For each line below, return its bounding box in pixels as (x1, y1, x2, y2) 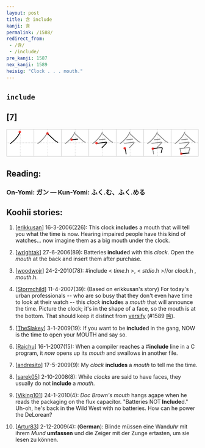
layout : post (6, 10, 40, 16)
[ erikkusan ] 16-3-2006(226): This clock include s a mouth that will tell (15, 224, 190, 231)
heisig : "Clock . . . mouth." (6, 68, 84, 74)
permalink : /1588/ (6, 29, 53, 36)
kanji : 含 (6, 23, 31, 29)
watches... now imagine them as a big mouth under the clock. (15, 237, 170, 244)
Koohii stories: (6, 207, 63, 218)
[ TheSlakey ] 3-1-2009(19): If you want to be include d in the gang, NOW (15, 324, 195, 332)
